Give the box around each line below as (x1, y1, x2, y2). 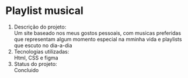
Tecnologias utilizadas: (13, 48, 69, 55)
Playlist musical (5, 4, 84, 17)
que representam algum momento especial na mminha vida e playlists (13, 36, 182, 42)
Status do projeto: (13, 60, 57, 68)
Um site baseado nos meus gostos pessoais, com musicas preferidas (13, 29, 182, 36)
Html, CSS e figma (13, 54, 59, 61)
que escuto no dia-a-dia (13, 42, 72, 49)
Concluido (13, 66, 39, 73)
